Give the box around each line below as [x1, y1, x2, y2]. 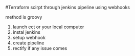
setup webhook [12, 35, 46, 40]
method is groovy [5, 14, 42, 20]
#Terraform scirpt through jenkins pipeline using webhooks [5, 5, 130, 10]
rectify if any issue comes [12, 45, 67, 51]
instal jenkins [12, 29, 41, 35]
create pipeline [12, 40, 44, 46]
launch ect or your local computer [12, 24, 84, 30]
